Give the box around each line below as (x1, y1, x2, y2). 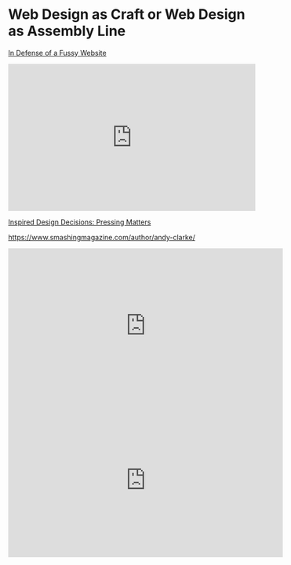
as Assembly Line (8, 22, 126, 40)
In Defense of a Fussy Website (8, 48, 107, 57)
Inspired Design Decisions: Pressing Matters (8, 217, 151, 227)
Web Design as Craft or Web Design (8, 5, 246, 24)
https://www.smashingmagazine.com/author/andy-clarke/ (8, 232, 196, 242)
